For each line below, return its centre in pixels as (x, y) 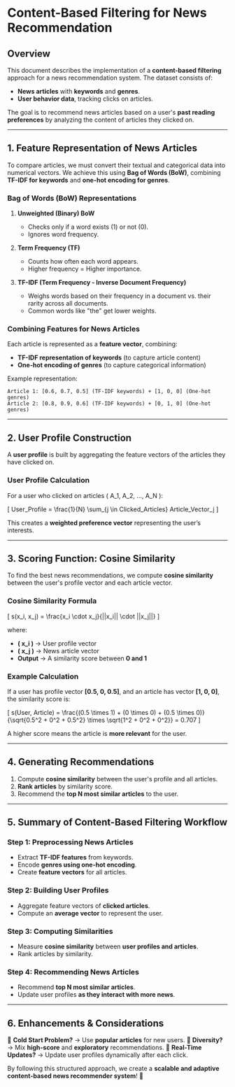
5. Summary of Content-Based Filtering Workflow (117, 822)
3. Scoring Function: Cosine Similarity (92, 559)
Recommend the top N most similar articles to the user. (98, 794)
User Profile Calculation (48, 481)
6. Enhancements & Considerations (86, 1023)
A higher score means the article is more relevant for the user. (97, 733)
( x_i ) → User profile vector (57, 643)
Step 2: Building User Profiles (58, 890)
